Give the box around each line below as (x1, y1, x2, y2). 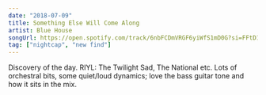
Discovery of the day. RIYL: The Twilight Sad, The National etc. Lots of (8, 63, 237, 72)
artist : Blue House (8, 26, 73, 34)
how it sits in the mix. (8, 80, 78, 89)
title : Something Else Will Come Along (8, 19, 140, 27)
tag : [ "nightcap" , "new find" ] (8, 41, 112, 49)
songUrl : (8, 33, 37, 42)
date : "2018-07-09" (8, 11, 73, 20)
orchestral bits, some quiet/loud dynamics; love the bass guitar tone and (8, 71, 244, 81)
